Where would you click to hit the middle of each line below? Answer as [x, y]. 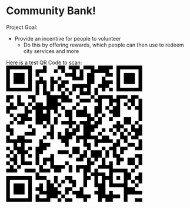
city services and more [51, 51]
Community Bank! [51, 11]
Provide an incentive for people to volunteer [68, 38]
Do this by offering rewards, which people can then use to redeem [104, 45]
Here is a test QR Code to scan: [44, 62]
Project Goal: [22, 27]
